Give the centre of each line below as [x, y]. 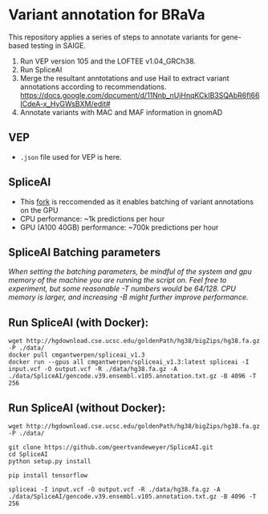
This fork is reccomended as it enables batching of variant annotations [137, 202]
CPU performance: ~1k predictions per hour [92, 218]
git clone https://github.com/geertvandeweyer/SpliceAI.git [111, 447]
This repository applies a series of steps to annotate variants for [114, 37]
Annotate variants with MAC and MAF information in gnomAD [121, 112]
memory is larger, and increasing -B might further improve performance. [128, 297]
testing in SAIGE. [59, 45]
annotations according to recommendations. [93, 87]
